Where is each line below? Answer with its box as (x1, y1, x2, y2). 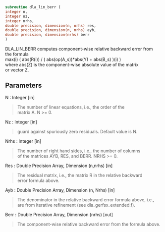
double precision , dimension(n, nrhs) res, (5, 23, 97, 28)
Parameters (5, 81, 42, 90)
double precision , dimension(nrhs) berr (5, 32, 90, 37)
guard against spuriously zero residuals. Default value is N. (17, 128, 138, 134)
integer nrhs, (5, 18, 35, 23)
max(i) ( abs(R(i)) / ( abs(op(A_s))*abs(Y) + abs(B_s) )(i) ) (5, 57, 121, 62)
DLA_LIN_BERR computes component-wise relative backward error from (5, 46, 153, 52)
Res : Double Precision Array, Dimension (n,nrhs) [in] (5, 163, 113, 169)
